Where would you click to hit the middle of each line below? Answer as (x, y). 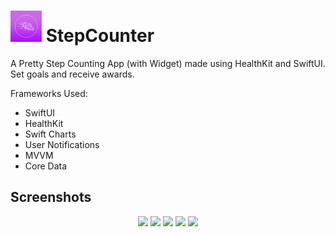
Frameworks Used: (49, 93)
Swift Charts (50, 134)
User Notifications (62, 144)
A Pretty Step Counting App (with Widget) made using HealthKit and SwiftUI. (168, 63)
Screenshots (51, 197)
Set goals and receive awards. (72, 74)
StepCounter (100, 36)
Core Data (46, 166)
